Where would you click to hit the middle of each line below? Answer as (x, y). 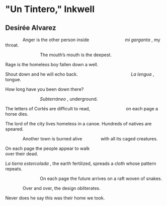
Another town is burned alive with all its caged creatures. (90, 139)
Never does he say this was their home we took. (55, 198)
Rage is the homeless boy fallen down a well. (52, 64)
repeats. (14, 169)
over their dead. (22, 154)
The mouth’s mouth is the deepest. (76, 55)
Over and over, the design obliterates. (61, 188)
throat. (12, 45)
